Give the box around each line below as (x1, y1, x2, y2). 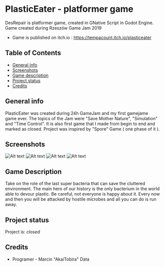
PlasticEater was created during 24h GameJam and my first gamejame (5, 110, 149, 116)
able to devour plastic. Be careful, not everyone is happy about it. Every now (5, 191, 160, 197)
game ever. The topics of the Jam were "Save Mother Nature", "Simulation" (5, 115, 158, 121)
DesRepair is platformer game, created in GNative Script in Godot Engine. (5, 20, 154, 26)
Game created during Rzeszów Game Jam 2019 (5, 25, 102, 31)
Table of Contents (5, 49, 62, 57)
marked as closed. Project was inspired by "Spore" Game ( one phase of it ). (5, 126, 160, 132)
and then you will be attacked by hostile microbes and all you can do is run (5, 196, 157, 202)
